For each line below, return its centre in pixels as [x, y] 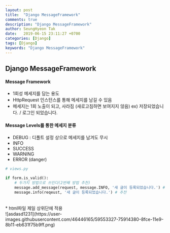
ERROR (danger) [30, 160]
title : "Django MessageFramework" [43, 15]
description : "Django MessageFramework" [49, 24]
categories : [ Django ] [28, 39]
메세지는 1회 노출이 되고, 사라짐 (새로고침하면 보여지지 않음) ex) [75, 106]
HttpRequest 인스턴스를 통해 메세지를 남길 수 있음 [62, 100]
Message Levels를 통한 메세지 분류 [41, 125]
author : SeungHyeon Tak [30, 29]
